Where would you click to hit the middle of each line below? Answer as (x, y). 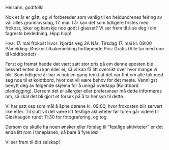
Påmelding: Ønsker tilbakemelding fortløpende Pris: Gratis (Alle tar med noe (85, 49)
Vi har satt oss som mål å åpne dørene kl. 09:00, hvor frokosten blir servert (84, 106)
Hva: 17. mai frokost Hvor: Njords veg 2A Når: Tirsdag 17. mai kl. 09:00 (79, 43)
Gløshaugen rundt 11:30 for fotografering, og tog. (57, 117)
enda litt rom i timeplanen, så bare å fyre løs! (52, 132)
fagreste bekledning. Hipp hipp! (38, 33)
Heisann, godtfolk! (24, 7)
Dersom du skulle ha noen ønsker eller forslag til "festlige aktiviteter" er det (84, 127)
